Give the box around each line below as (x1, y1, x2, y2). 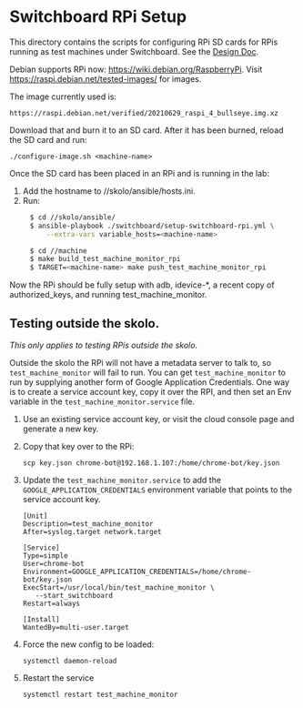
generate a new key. (22, 423, 99, 434)
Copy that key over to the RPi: (22, 441, 135, 451)
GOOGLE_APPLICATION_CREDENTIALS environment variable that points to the (22, 484, 293, 495)
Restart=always (22, 599, 81, 608)
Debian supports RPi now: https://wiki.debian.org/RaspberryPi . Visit (9, 64, 263, 75)
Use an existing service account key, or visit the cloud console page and (22, 414, 295, 424)
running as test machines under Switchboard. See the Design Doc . (9, 46, 259, 56)
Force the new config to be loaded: (22, 639, 155, 650)
